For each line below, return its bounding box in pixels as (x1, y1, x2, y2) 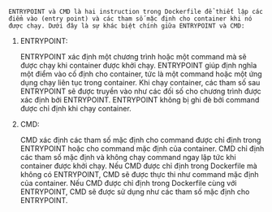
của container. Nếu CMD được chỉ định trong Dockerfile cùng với (19, 179, 237, 188)
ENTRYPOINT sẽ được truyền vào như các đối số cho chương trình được (19, 86, 261, 96)
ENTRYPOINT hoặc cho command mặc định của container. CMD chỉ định (19, 144, 265, 154)
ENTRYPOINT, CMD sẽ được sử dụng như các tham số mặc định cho (19, 187, 250, 197)
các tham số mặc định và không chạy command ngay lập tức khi (19, 153, 237, 162)
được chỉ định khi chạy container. (19, 104, 132, 113)
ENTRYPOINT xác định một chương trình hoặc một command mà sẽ (19, 52, 247, 61)
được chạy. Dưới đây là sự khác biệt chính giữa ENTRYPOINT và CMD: (8, 22, 245, 30)
